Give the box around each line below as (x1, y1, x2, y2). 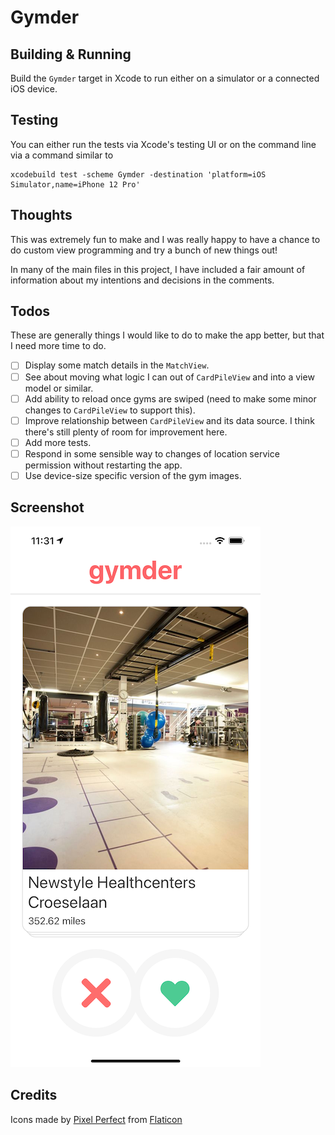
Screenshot (10, 499, 85, 516)
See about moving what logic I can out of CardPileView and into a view (24, 371, 315, 383)
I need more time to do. (10, 340, 107, 352)
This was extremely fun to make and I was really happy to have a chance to (10, 233, 321, 245)
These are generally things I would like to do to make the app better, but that (10, 329, 325, 341)
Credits (10, 1087, 58, 1104)
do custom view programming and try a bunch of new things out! (10, 244, 278, 256)
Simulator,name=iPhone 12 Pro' (10, 179, 141, 190)
